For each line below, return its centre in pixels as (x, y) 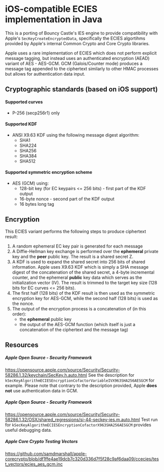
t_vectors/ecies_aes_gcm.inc (34, 464)
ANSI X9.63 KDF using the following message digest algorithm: (76, 135)
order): (19, 314)
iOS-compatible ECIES (51, 9)
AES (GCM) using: (30, 183)
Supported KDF (21, 124)
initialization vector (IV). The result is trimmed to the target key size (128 (85, 282)
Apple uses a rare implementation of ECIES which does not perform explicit (81, 53)
